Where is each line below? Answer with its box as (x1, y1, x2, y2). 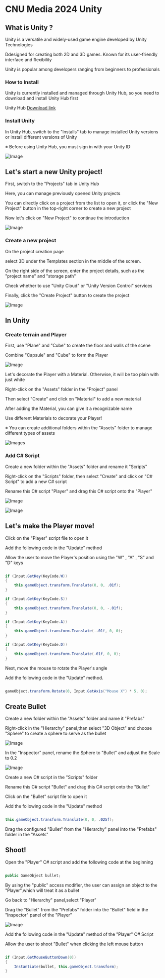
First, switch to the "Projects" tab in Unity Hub (5, 181, 99, 187)
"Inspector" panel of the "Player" (5, 912, 73, 918)
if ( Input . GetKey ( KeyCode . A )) (5, 619, 68, 624)
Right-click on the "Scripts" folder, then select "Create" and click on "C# (5, 473, 153, 479)
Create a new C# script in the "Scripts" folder (5, 775, 98, 781)
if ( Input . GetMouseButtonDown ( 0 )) (5, 955, 77, 960)
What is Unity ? (5, 23, 53, 32)
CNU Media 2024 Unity (5, 3, 103, 15)
